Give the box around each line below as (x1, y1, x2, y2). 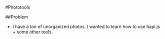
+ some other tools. (12, 29, 53, 34)
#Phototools (5, 4, 30, 10)
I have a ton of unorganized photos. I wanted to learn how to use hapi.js (12, 23, 160, 29)
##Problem (5, 14, 28, 19)
